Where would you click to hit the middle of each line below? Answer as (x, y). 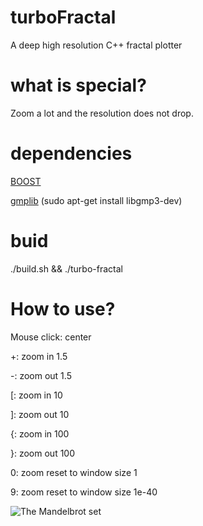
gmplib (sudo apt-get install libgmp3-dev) (96, 200)
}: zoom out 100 (43, 453)
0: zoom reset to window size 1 (74, 472)
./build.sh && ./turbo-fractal (66, 268)
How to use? (63, 308)
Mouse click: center (51, 337)
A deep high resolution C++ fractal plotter (96, 45)
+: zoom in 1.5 (39, 356)
